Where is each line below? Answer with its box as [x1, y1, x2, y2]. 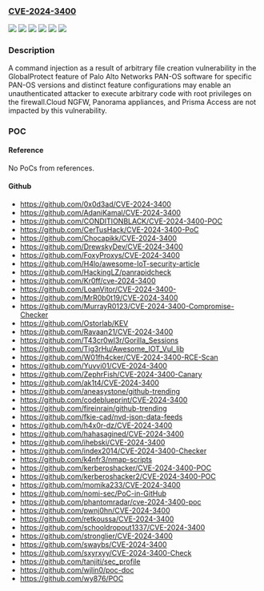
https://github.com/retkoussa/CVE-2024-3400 [19, 514, 174, 524]
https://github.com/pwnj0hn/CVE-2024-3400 [19, 505, 170, 515]
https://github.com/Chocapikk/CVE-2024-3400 [19, 233, 178, 243]
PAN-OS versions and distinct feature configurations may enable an [8, 80, 232, 90]
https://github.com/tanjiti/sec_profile [19, 557, 141, 566]
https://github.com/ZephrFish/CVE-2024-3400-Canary [19, 369, 202, 379]
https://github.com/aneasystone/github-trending [19, 386, 180, 396]
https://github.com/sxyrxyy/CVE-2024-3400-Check [19, 548, 192, 557]
